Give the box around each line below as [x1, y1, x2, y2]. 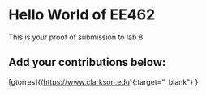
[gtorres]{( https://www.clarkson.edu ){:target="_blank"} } [8, 76, 199, 86]
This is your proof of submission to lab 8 [8, 32, 144, 42]
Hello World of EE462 [8, 6, 156, 24]
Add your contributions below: [8, 56, 166, 69]
